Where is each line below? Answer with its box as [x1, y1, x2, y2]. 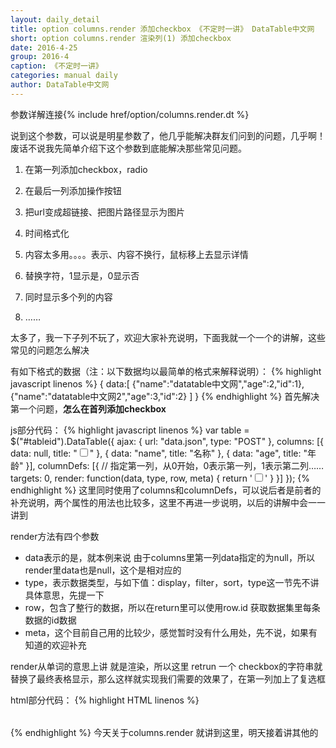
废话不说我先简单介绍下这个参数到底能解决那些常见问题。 [10, 142, 247, 154]
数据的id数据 [24, 614, 77, 626]
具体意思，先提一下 [24, 589, 105, 601]
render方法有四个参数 [10, 530, 100, 542]
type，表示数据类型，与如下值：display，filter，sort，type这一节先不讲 [24, 576, 320, 588]
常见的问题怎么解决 [10, 344, 90, 356]
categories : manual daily [10, 71, 118, 81]
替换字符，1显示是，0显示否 [24, 269, 140, 281]
